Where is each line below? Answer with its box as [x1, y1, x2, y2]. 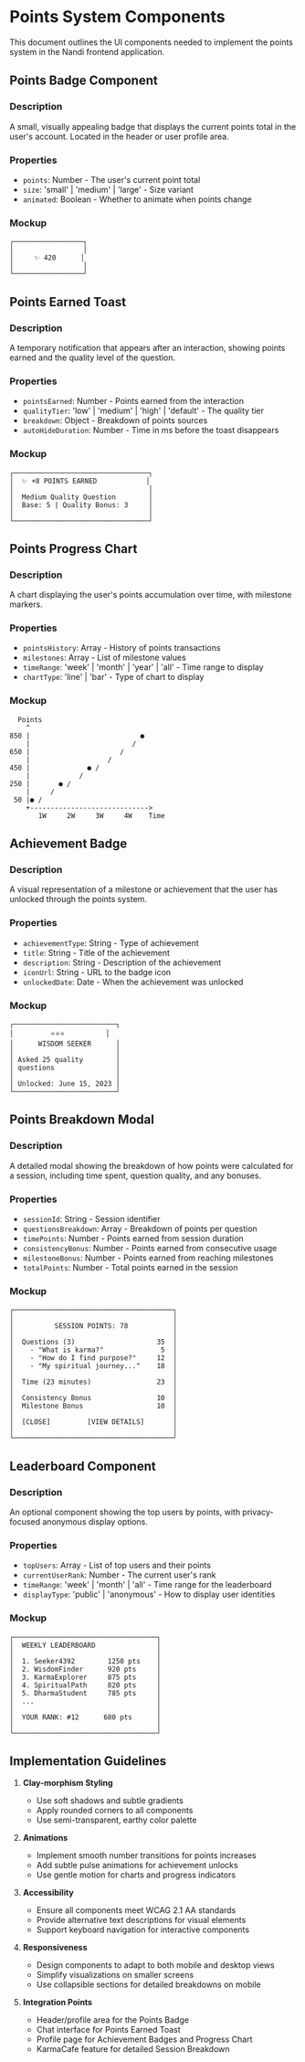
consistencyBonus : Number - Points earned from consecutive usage [22, 1243, 278, 1254]
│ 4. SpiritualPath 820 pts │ [9, 1680, 162, 1690]
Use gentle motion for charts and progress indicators [36, 1869, 236, 1880]
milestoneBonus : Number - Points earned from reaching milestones [22, 1252, 274, 1263]
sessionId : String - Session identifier [22, 1214, 162, 1225]
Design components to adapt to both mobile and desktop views [36, 1960, 276, 1971]
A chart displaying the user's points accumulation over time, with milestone [9, 590, 292, 601]
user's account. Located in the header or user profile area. [9, 131, 230, 142]
